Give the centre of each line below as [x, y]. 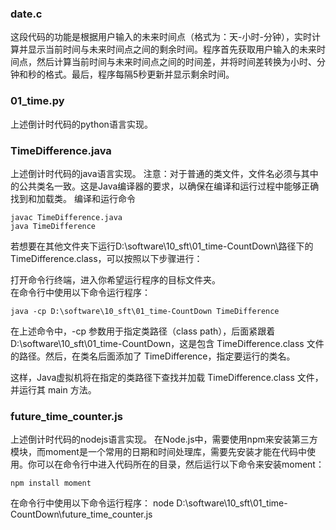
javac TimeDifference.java [66, 217]
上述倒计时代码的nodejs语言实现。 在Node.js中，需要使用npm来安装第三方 [164, 439]
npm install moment [51, 483]
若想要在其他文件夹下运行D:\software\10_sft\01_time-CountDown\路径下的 [162, 246]
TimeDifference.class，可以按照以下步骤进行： [106, 258]
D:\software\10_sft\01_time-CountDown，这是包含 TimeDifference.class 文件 [167, 343]
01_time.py [37, 101]
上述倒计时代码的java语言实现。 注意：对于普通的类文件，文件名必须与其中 [164, 173]
